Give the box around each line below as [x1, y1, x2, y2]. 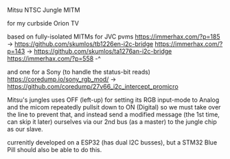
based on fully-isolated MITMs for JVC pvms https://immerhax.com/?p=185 [7, 32, 220, 41]
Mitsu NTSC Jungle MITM [7, 6, 80, 14]
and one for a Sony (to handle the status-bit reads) [7, 68, 151, 76]
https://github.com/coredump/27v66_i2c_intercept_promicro [7, 83, 179, 90]
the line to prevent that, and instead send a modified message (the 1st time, [7, 110, 220, 118]
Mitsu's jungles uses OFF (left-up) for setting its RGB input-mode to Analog [7, 96, 220, 104]
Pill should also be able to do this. [7, 146, 102, 153]
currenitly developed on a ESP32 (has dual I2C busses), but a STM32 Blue [7, 138, 218, 147]
